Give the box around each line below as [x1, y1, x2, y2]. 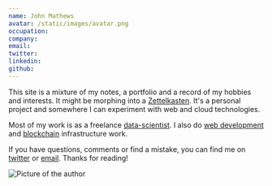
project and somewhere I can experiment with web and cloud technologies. [8, 104, 261, 114]
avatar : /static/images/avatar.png [8, 19, 129, 28]
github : [8, 65, 35, 73]
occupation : [8, 27, 49, 35]
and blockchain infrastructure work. [8, 128, 128, 138]
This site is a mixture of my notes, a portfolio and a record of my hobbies [8, 87, 252, 97]
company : [8, 34, 38, 43]
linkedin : [8, 58, 42, 66]
